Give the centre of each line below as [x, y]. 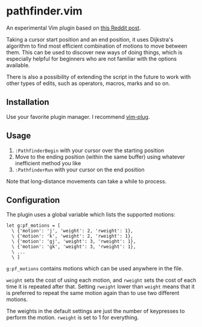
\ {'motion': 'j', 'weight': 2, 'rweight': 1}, [73, 231]
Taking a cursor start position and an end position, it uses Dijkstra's [90, 39]
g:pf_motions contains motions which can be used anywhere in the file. [95, 268]
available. [18, 65]
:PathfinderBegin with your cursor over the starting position [90, 150]
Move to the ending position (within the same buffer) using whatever [100, 157]
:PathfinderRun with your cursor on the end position [80, 170]
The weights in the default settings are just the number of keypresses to [96, 311]
